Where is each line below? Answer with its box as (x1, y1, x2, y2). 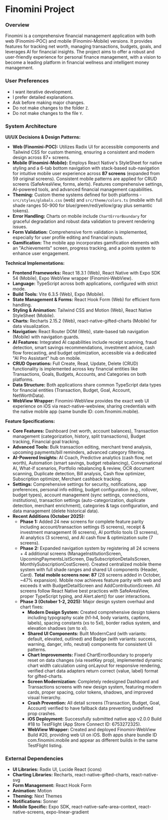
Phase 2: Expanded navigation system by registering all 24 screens (20, 545, 159, 552)
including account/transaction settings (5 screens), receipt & (20, 524, 145, 530)
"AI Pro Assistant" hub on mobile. (12, 355, 81, 361)
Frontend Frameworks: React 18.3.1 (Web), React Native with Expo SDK (12, 270, 160, 276)
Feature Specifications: (5, 418, 55, 425)
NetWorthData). (12, 392, 45, 398)
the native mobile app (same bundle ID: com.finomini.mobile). (12, 408, 139, 415)
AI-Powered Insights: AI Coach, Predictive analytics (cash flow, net (12, 455, 152, 461)
